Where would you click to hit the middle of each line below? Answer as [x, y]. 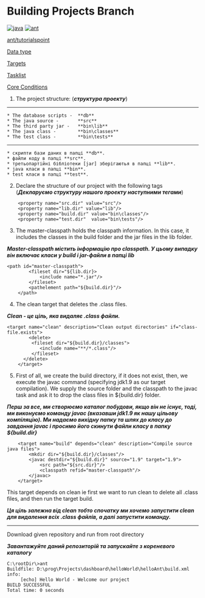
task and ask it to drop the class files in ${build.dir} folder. [88, 395]
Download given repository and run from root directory [76, 534]
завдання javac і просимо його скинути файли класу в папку [89, 426]
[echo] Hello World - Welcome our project [75, 579]
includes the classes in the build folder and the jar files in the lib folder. [104, 237]
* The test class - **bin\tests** [60, 137]
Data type [19, 51]
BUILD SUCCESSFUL [29, 585]
